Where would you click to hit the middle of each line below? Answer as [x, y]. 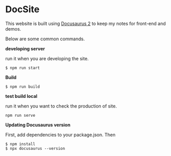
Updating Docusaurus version [38, 125]
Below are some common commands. [45, 39]
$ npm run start [23, 68]
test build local [21, 96]
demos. [13, 29]
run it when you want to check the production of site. [61, 106]
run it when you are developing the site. [47, 58]
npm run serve [20, 115]
